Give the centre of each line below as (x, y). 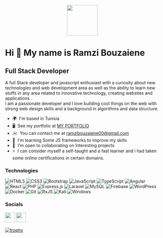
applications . (19, 98)
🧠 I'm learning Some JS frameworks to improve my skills (70, 140)
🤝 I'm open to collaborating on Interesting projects (63, 145)
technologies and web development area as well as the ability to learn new (80, 88)
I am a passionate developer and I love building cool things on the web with (81, 103)
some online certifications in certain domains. (58, 158)
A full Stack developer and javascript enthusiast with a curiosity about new (80, 83)
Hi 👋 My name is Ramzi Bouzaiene (75, 53)
